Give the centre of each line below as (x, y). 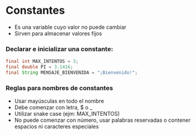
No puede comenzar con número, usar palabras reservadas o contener (102, 120)
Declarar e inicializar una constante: (60, 49)
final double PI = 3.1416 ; (39, 67)
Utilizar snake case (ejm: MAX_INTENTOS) (67, 114)
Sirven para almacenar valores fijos (58, 33)
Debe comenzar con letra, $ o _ (53, 107)
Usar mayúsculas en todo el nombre (59, 101)
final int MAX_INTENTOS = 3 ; (42, 61)
